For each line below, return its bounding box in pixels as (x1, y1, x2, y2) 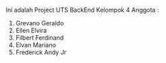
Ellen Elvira (15, 27, 47, 34)
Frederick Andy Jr (15, 48, 67, 56)
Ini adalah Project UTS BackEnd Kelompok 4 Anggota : (5, 6, 159, 14)
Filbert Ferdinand (15, 34, 64, 42)
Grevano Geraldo (15, 19, 64, 27)
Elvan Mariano (15, 41, 57, 49)
